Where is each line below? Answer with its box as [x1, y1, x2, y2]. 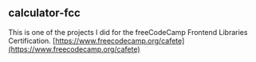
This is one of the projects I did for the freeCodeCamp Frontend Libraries [8, 27, 248, 37]
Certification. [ [8, 36, 56, 45]
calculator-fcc [8, 6, 81, 20]
